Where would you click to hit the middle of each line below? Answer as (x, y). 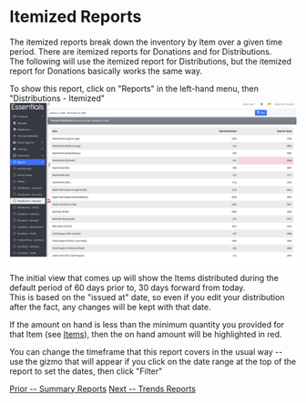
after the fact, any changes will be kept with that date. (110, 307)
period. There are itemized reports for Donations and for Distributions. (141, 51)
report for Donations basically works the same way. (106, 71)
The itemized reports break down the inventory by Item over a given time (146, 42)
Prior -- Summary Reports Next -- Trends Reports (102, 388)
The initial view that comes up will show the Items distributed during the (144, 277)
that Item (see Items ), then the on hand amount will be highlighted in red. (146, 334)
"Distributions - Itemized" (57, 98)
